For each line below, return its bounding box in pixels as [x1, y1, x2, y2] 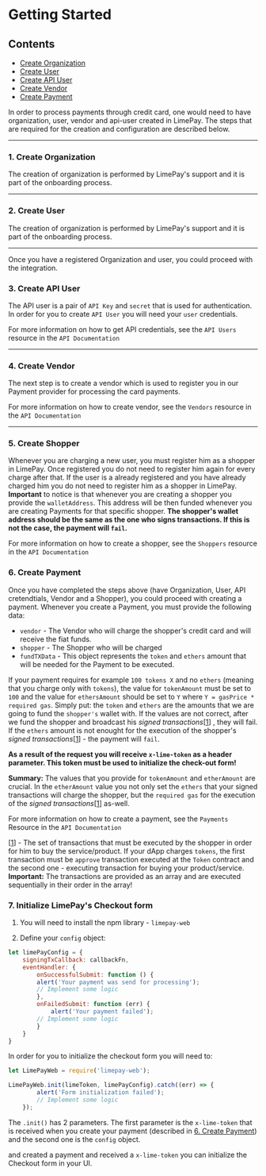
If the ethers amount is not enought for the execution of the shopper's [8, 725, 237, 735]
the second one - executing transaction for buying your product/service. [8, 863, 245, 873]
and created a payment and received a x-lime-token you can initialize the [8, 1150, 248, 1159]
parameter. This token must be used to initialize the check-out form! [8, 758, 237, 767]
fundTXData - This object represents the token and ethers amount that [19, 651, 247, 661]
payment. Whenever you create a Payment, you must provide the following [8, 602, 252, 611]
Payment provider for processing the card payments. [8, 387, 180, 396]
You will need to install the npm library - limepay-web [19, 918, 191, 927]
